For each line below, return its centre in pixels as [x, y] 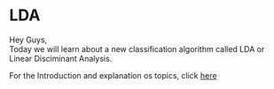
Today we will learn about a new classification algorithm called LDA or [137, 48]
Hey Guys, [28, 40]
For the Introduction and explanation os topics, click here [113, 75]
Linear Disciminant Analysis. [61, 58]
